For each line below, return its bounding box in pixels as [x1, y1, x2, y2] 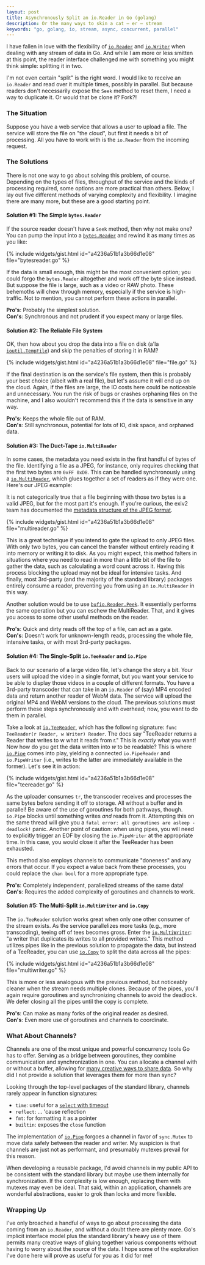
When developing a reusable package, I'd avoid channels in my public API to [6, 1164, 198, 1172]
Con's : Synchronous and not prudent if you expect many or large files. [6, 313, 184, 320]
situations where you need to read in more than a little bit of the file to [6, 556, 181, 564]
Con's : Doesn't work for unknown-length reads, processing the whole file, [6, 632, 193, 640]
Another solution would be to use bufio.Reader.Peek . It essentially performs [6, 600, 197, 608]
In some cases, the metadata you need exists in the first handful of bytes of [6, 455, 196, 463]
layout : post [6, 9, 40, 15]
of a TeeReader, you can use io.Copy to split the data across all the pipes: [6, 948, 191, 955]
